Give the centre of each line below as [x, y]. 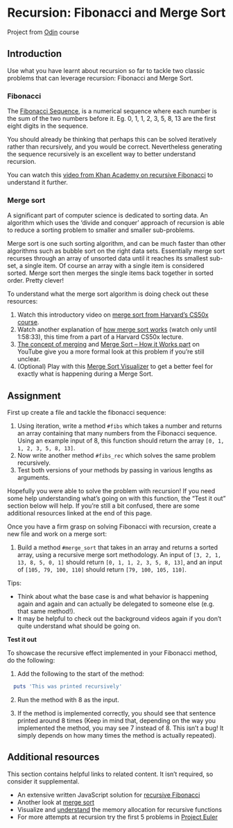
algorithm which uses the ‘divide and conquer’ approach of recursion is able [116, 223]
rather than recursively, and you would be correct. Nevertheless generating [115, 147]
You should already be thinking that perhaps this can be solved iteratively [112, 140]
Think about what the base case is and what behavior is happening [113, 597]
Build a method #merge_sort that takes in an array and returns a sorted [118, 547]
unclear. [29, 359]
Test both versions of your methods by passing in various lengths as [115, 470]
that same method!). [46, 611]
